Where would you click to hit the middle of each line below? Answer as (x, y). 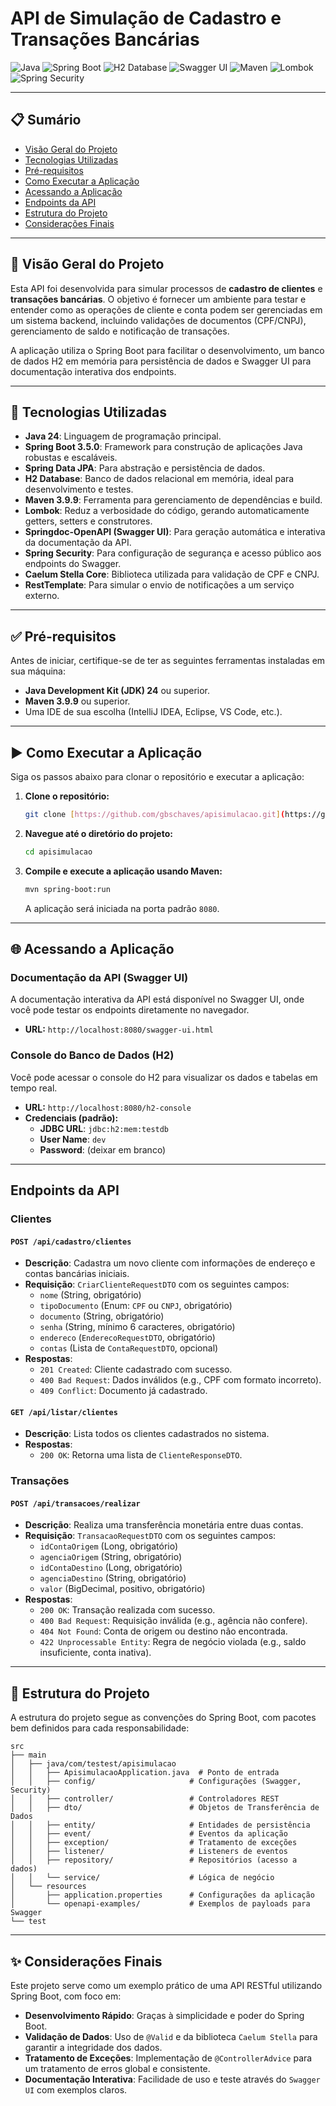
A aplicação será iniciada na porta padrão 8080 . (122, 908)
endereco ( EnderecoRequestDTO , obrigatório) (127, 1338)
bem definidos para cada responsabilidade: (100, 1728)
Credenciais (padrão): (71, 1118)
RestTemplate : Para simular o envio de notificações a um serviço (159, 585)
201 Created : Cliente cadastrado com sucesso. (136, 1369)
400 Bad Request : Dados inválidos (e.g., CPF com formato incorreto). (180, 1380)
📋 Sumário (46, 120)
